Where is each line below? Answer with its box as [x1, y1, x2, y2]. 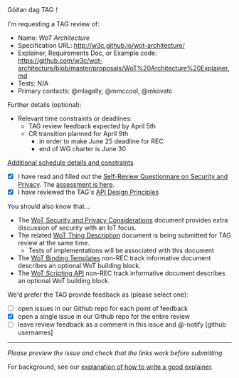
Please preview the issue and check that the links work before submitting [7, 349, 223, 357]
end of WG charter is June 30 [38, 145, 127, 153]
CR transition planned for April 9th [28, 130, 129, 138]
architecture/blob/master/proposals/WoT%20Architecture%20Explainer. [17, 64, 230, 72]
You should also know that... [7, 202, 90, 211]
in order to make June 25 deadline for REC [38, 137, 164, 145]
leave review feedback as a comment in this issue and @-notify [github [17, 320, 226, 329]
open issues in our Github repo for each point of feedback [17, 305, 188, 313]
